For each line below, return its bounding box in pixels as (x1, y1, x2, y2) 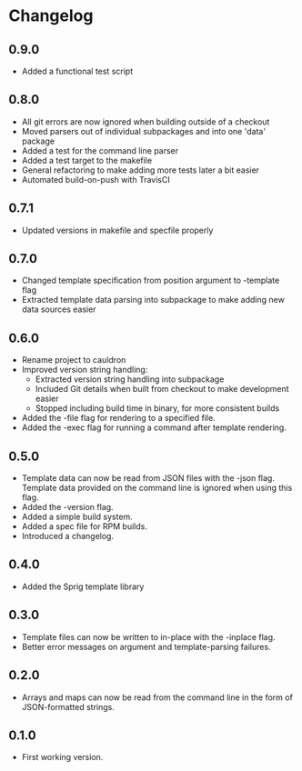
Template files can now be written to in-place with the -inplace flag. (21, 631, 276, 642)
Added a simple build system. (21, 511, 133, 523)
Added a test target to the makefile (21, 155, 152, 165)
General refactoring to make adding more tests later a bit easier (21, 165, 260, 175)
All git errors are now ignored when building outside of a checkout (21, 115, 270, 127)
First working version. (21, 752, 104, 763)
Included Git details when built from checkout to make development (35, 384, 289, 395)
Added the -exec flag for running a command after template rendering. (21, 422, 287, 433)
